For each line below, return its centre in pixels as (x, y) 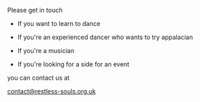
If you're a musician (46, 51)
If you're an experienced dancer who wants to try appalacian (105, 37)
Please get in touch (35, 10)
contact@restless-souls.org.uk (52, 91)
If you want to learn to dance (59, 23)
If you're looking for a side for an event (73, 64)
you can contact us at (38, 78)
